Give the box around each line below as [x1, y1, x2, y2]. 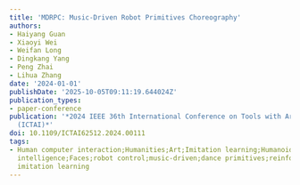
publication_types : [9, 95, 82, 105]
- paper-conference [9, 104, 82, 113]
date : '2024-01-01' [9, 79, 82, 88]
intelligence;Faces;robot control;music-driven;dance [17, 153, 221, 163]
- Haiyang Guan [9, 29, 66, 38]
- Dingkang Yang [9, 54, 70, 63]
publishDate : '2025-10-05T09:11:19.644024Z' [9, 87, 178, 96]
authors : [9, 21, 42, 30]
